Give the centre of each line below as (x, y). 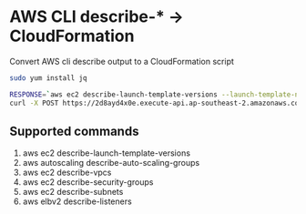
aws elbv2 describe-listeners (77, 201)
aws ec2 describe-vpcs (67, 173)
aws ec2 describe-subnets (73, 192)
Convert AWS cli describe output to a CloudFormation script (122, 61)
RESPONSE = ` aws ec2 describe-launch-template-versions (114, 94)
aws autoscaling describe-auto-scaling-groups (111, 163)
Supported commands (74, 131)
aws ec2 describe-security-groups (88, 182)
